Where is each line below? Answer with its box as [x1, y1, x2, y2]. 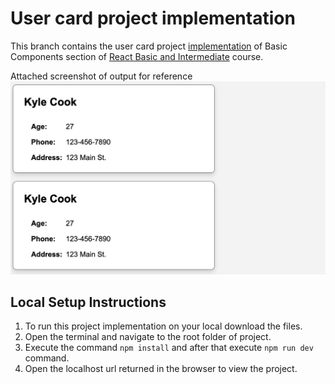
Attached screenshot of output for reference [10, 70, 193, 82]
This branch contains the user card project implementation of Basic [10, 40, 288, 52]
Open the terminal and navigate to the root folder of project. [24, 331, 272, 343]
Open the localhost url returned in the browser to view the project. [24, 363, 298, 375]
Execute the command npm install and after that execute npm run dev [24, 342, 314, 354]
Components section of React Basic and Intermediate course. [10, 50, 264, 62]
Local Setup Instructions [10, 293, 167, 311]
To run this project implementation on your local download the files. [24, 320, 303, 332]
